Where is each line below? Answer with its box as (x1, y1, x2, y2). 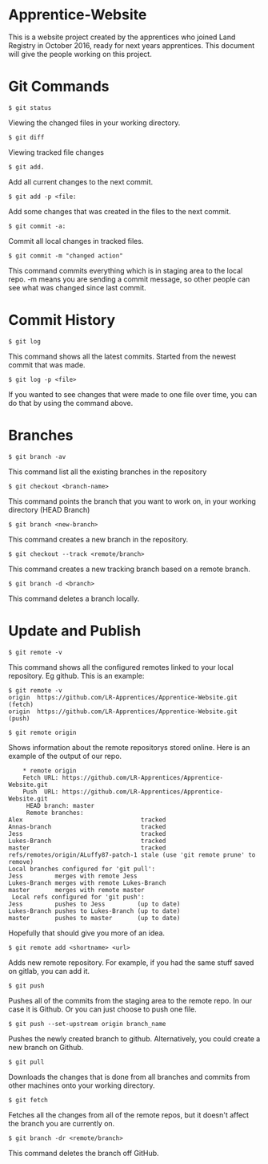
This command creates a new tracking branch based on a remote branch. (8, 564, 250, 574)
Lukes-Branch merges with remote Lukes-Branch (8, 878, 166, 887)
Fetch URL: (22, 773, 59, 781)
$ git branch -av (8, 452, 66, 460)
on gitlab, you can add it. (8, 966, 90, 975)
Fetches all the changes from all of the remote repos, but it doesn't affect (8, 1109, 250, 1120)
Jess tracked (8, 829, 166, 838)
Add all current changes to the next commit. (8, 176, 154, 186)
